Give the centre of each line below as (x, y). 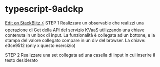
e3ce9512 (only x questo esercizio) (40, 45)
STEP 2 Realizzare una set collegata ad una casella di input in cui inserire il (80, 55)
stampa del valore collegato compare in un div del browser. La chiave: (75, 40)
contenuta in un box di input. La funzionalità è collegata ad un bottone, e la (80, 35)
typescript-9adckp (44, 9)
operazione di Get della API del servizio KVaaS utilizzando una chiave (75, 30)
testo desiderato (21, 60)
